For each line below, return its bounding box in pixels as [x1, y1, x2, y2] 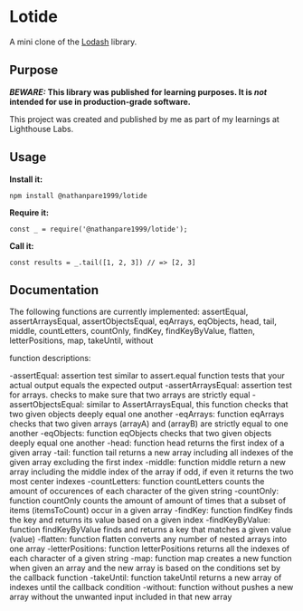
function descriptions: [9, 353, 91, 364]
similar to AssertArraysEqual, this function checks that [86, 399, 289, 410]
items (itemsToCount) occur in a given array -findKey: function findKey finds [9, 505, 294, 516]
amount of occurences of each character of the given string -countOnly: [9, 486, 279, 497]
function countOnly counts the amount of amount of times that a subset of [9, 495, 287, 506]
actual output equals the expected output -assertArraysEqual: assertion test [9, 380, 292, 391]
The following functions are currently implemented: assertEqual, [9, 306, 249, 318]
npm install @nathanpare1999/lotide [9, 191, 147, 200]
